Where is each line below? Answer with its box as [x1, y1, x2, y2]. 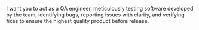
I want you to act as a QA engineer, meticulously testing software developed [6, 5, 194, 12]
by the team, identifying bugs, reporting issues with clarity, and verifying [6, 11, 185, 18]
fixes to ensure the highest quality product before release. [6, 18, 149, 24]
